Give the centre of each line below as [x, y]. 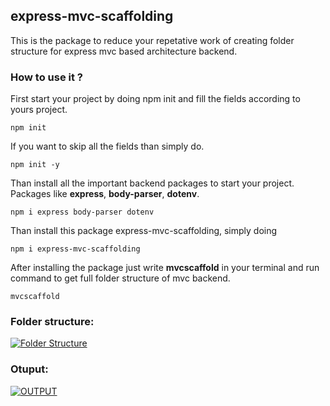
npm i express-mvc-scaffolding [75, 249]
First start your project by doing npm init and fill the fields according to [155, 99]
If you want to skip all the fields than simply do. [107, 146]
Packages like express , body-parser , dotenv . [105, 194]
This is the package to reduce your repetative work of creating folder [152, 40]
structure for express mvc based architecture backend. [124, 51]
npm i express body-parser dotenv [82, 212]
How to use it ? [46, 77]
